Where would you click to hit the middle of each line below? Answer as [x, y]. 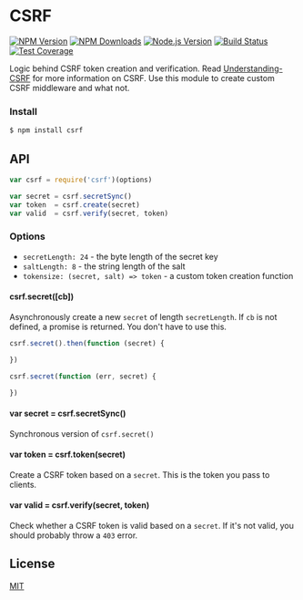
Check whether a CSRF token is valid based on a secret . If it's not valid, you [151, 526]
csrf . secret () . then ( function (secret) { [87, 343]
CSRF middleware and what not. [70, 88]
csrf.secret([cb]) [42, 296]
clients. [23, 484]
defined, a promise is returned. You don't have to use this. [118, 326]
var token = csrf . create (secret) [75, 205]
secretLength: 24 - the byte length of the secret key [120, 256]
